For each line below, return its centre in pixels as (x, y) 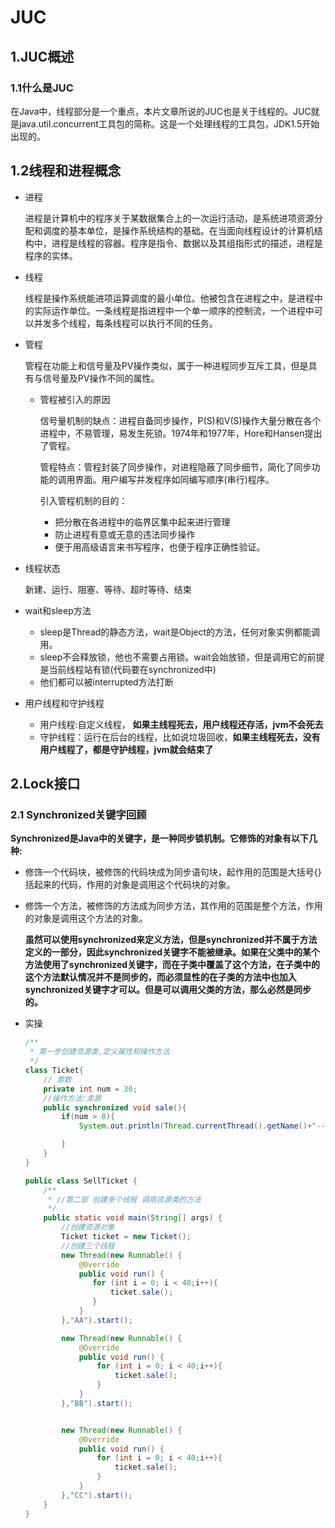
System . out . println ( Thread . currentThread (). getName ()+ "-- (202, 1126)
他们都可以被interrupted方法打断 (106, 682)
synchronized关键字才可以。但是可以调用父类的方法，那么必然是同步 (168, 990)
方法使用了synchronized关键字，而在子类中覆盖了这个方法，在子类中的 (172, 965)
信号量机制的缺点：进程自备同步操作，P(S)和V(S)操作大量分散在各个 (180, 420)
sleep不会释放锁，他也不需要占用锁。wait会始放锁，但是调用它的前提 (182, 657)
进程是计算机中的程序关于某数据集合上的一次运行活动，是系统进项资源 (169, 218)
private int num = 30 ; (90, 1089)
